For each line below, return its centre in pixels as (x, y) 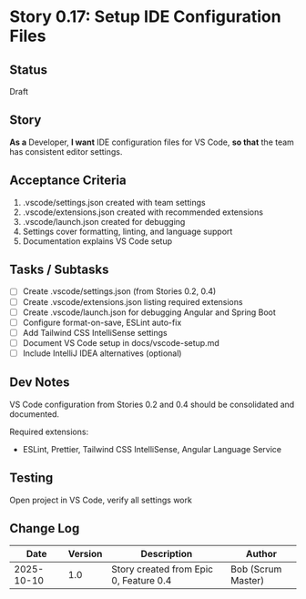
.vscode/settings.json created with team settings (114, 202)
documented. (35, 414)
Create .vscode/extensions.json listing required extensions (133, 301)
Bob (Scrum (256, 569)
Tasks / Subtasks (59, 270)
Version (85, 554)
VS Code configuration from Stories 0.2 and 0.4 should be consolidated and (152, 404)
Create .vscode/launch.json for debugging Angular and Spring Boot (149, 312)
